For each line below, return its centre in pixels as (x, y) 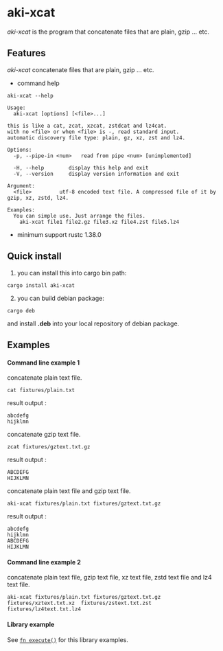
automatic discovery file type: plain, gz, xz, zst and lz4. (96, 138)
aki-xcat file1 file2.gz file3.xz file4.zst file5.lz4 (99, 222)
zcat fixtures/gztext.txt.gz (49, 447)
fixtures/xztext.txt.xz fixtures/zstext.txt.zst (80, 603)
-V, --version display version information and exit (96, 174)
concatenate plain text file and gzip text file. (69, 491)
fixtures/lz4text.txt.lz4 (44, 609)
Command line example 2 (44, 562)
